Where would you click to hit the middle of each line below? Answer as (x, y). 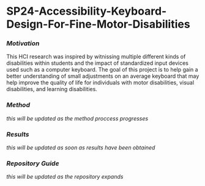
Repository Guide (33, 163)
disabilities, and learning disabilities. (52, 89)
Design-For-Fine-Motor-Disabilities (99, 24)
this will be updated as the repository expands (65, 177)
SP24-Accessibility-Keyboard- (87, 11)
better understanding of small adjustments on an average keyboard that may (103, 76)
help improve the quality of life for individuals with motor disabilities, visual (100, 83)
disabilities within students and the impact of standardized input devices (97, 63)
